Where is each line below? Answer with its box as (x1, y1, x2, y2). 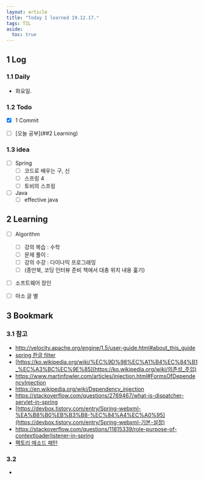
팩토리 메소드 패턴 (15, 439, 58, 446)
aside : (6, 26, 23, 32)
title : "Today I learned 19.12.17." (6, 15, 99, 21)
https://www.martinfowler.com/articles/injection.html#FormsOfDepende (15, 372, 196, 379)
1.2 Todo (6, 103, 32, 111)
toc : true (12, 32, 37, 38)
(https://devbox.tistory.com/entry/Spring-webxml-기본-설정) (15, 418, 166, 426)
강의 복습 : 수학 (24, 243, 60, 250)
